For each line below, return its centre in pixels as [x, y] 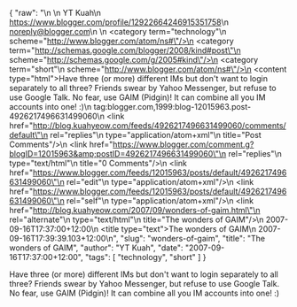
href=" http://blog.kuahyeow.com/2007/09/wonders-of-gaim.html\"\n [135, 210]
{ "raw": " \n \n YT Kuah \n [55, 13]
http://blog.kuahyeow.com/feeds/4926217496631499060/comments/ [159, 126]
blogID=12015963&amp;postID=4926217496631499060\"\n [118, 153]
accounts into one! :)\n [51, 107]
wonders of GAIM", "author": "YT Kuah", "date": [96, 248]
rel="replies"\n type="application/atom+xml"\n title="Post [156, 135]
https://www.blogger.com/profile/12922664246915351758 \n [119, 22]
